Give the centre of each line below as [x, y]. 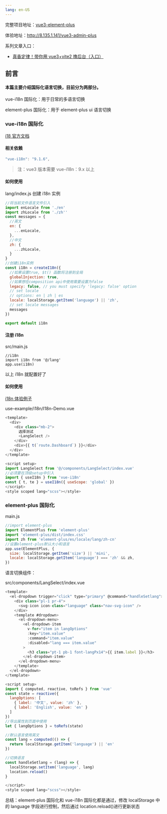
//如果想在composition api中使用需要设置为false [56, 282]
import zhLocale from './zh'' [37, 212]
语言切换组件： [20, 573]
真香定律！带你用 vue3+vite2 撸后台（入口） [58, 56]
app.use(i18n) [20, 364]
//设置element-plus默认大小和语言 [38, 544]
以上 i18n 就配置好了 [26, 374]
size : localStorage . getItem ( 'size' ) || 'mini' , [60, 553]
